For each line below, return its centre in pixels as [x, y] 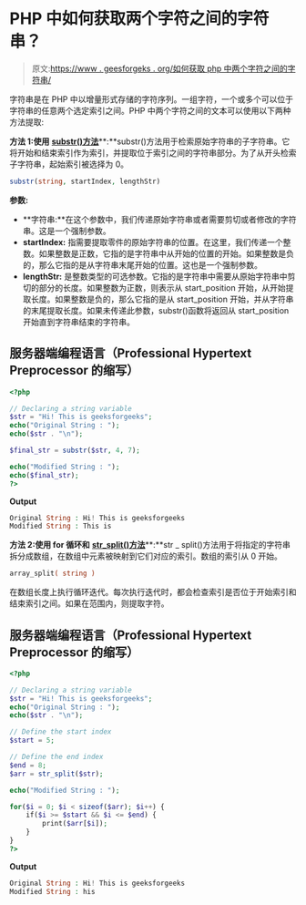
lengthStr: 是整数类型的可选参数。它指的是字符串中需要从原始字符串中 [155, 276]
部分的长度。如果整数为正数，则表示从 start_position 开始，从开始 [162, 287]
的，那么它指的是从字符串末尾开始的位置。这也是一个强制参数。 [142, 264]
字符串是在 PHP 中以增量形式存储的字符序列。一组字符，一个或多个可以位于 [152, 99]
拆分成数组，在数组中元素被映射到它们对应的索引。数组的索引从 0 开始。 [146, 556]
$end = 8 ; [28, 765]
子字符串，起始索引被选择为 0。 [69, 164]
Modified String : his [52, 891]
